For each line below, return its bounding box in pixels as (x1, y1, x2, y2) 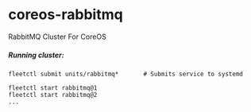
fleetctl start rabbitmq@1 (8, 83, 98, 92)
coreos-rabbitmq (8, 6, 123, 24)
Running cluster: (8, 50, 65, 60)
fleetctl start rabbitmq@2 (8, 91, 98, 98)
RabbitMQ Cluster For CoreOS (8, 32, 107, 41)
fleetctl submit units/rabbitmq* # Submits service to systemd (8, 70, 244, 78)
